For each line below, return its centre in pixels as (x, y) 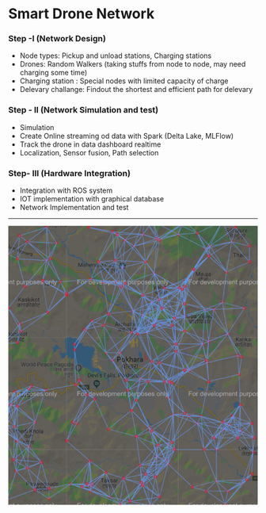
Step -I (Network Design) (57, 39)
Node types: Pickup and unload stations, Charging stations (116, 56)
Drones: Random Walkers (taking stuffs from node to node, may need (133, 64)
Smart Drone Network (82, 14)
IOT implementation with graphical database (92, 199)
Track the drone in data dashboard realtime (90, 144)
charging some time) (53, 73)
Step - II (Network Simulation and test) (84, 110)
